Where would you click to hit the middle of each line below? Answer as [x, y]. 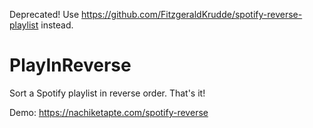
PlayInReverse [70, 65]
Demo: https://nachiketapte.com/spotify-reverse [109, 112]
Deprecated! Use [44, 14]
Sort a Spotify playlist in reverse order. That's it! [107, 93]
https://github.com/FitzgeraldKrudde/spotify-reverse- [192, 14]
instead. [57, 25]
